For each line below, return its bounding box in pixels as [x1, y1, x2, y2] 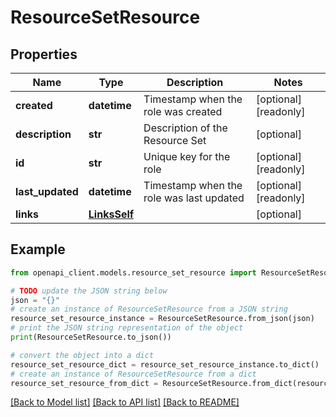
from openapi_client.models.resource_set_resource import [10, 267, 257, 278]
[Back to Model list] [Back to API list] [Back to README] [10, 396, 240, 408]
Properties [10, 46, 78, 63]
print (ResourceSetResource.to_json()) [10, 332, 172, 343]
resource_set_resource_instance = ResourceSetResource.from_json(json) [10, 314, 315, 324]
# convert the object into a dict [10, 350, 155, 360]
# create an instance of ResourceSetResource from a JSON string [10, 304, 288, 315]
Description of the [143, 121, 228, 135]
